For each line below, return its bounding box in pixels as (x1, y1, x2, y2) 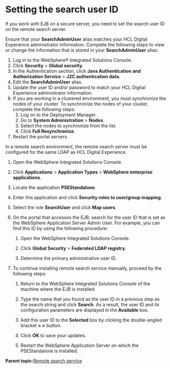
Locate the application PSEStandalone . (12, 184, 97, 190)
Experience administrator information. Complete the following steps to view (5, 41, 165, 47)
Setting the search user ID (5, 4, 119, 15)
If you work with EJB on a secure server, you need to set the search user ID (5, 21, 165, 27)
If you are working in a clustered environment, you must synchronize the (12, 95, 166, 101)
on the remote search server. (5, 26, 67, 32)
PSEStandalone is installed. (20, 347, 79, 354)
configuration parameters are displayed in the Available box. (20, 307, 149, 313)
